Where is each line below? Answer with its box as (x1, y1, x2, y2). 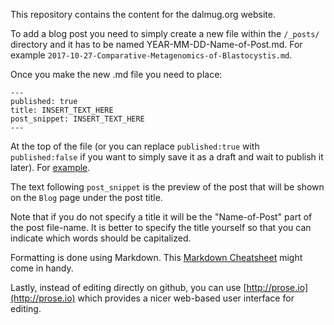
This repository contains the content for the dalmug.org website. (10, 9, 276, 20)
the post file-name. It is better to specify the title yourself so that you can (10, 222, 312, 233)
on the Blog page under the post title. (10, 192, 163, 203)
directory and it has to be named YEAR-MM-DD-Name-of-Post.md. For (10, 39, 303, 50)
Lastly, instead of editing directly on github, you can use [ (10, 282, 247, 293)
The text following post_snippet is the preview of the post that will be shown (10, 181, 325, 193)
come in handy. (10, 262, 74, 274)
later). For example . (10, 162, 91, 173)
